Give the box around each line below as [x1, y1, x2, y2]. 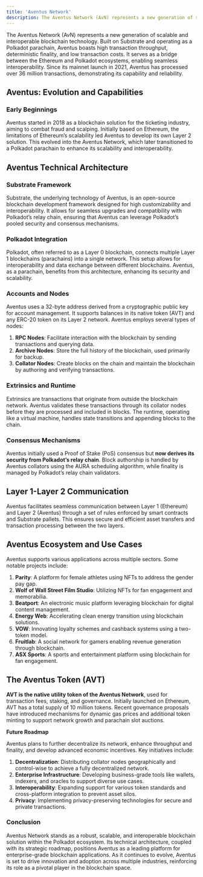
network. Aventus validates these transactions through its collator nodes [6, 402, 186, 409]
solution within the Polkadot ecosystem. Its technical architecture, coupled [6, 838, 192, 846]
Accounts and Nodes [6, 290, 69, 298]
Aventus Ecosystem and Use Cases [6, 540, 143, 550]
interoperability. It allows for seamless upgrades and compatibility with [6, 207, 182, 214]
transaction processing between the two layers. [6, 521, 125, 529]
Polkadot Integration [6, 235, 68, 243]
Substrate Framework [6, 180, 71, 189]
